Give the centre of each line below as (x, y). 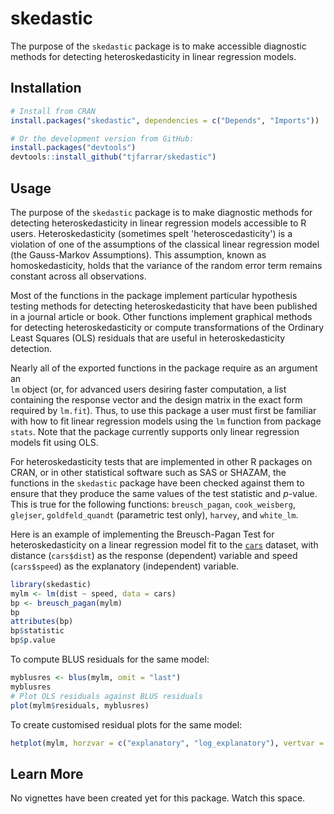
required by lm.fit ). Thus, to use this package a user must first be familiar (163, 410)
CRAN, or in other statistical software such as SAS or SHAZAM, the (148, 472)
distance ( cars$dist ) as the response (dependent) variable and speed (154, 555)
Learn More (47, 773)
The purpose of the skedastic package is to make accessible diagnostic (158, 46)
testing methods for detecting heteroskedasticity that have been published (164, 306)
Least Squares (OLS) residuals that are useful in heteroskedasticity (148, 338)
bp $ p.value (33, 640)
